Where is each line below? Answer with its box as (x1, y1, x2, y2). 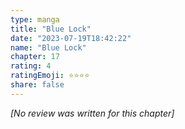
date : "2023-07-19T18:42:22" (10, 33, 132, 43)
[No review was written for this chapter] (10, 107, 175, 119)
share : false (10, 80, 65, 90)
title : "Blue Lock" (10, 24, 92, 34)
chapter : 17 (10, 52, 60, 62)
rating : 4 (10, 61, 52, 71)
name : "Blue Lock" (10, 42, 87, 53)
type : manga (10, 14, 60, 25)
